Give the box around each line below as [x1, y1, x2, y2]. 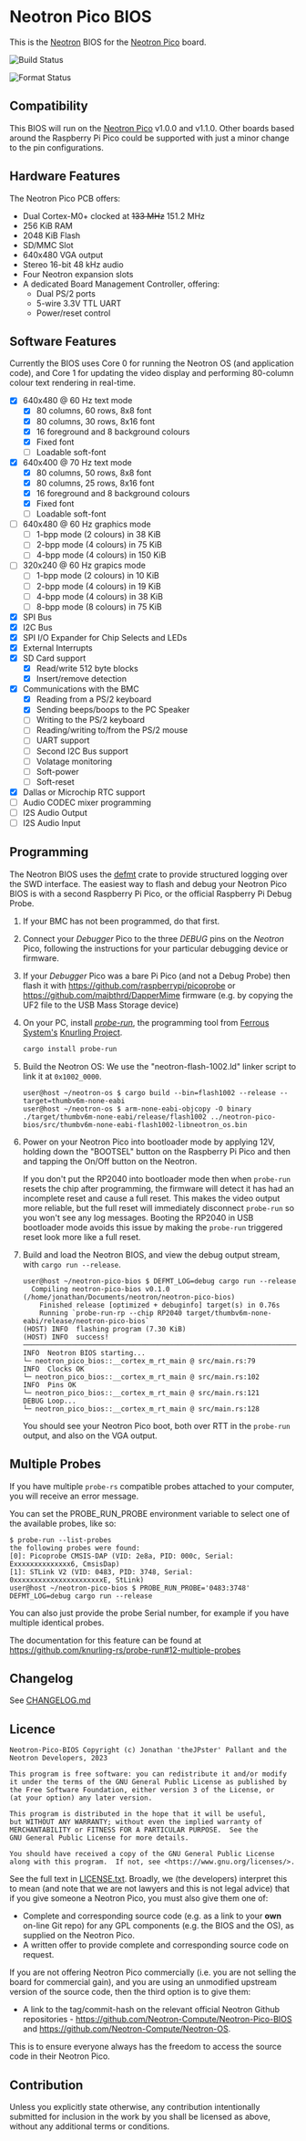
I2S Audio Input [22, 817, 81, 828]
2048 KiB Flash [22, 230, 81, 241]
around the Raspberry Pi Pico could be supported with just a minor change [9, 132, 290, 143]
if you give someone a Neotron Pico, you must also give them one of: [9, 1893, 269, 1904]
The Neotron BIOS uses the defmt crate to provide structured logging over [9, 869, 289, 880]
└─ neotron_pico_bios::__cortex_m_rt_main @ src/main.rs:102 [22, 1372, 260, 1382]
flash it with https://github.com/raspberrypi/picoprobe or [22, 979, 236, 991]
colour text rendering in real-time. [9, 377, 137, 389]
